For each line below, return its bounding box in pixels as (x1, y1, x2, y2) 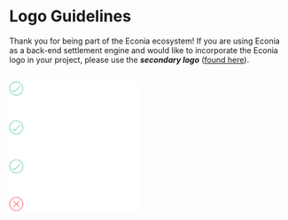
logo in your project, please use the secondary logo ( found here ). (9, 54, 250, 65)
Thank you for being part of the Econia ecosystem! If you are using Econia (9, 35, 281, 46)
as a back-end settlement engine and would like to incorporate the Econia (9, 44, 279, 55)
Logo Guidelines (9, 6, 131, 27)
